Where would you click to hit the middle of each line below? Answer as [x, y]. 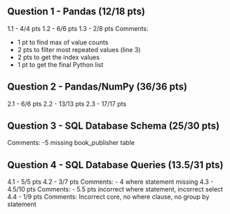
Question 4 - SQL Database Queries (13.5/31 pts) [115, 165]
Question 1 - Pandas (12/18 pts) [76, 12]
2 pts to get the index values [59, 57]
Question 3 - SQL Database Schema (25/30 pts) [113, 126]
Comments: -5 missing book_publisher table [71, 143]
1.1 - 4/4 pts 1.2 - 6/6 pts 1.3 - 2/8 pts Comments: [78, 28]
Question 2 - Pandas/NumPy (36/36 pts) [97, 87]
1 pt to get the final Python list [60, 64]
